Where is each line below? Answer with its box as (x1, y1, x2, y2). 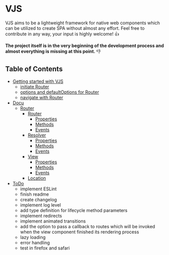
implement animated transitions (20, 218, 86, 224)
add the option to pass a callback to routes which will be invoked (20, 223, 155, 229)
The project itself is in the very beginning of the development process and (5, 42, 164, 49)
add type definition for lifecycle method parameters (20, 207, 128, 213)
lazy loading (20, 234, 46, 240)
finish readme (20, 191, 49, 197)
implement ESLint (20, 186, 57, 192)
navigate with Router (20, 94, 63, 100)
